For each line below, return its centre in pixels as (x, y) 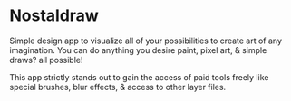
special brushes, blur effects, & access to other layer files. (118, 87)
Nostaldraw (54, 16)
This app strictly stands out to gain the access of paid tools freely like (139, 77)
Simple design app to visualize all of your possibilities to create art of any (146, 41)
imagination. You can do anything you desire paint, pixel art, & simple (138, 50)
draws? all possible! (46, 60)
